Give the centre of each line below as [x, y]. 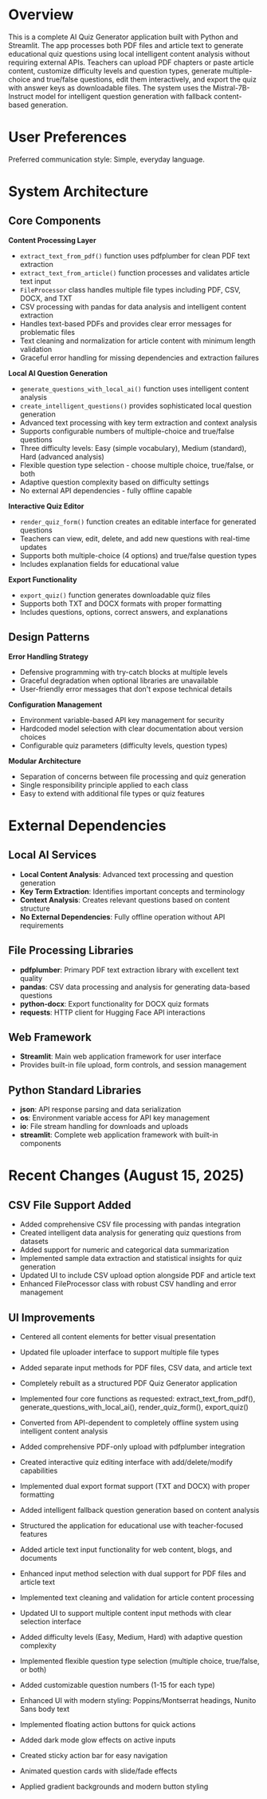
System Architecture [79, 191]
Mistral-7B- [231, 88]
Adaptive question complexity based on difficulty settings [114, 482]
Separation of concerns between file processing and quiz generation [133, 776]
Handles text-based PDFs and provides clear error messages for [126, 323]
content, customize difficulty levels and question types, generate [115, 70]
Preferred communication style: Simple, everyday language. [106, 159]
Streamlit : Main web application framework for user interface [120, 1056]
